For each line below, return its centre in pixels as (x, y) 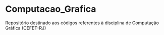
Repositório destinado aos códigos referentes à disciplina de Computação (82, 23)
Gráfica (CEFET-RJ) (26, 28)
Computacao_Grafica (51, 9)
